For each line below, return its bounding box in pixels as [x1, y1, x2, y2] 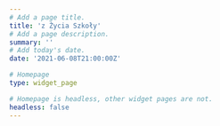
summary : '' [9, 37, 53, 47]
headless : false [9, 103, 69, 112]
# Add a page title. [9, 12, 86, 22]
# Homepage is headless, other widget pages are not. [9, 94, 214, 103]
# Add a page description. [9, 29, 110, 38]
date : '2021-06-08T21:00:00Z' [9, 54, 122, 63]
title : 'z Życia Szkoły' [9, 21, 102, 30]
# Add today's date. [9, 46, 86, 55]
